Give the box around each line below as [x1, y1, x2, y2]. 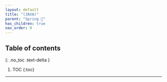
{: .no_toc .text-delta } [5, 57, 50, 63]
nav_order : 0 [5, 26, 32, 31]
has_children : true [5, 21, 46, 26]
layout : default [5, 7, 39, 12]
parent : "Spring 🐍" [5, 16, 46, 21]
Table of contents [5, 44, 61, 52]
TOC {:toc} [12, 66, 35, 72]
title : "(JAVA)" [5, 12, 39, 17]
